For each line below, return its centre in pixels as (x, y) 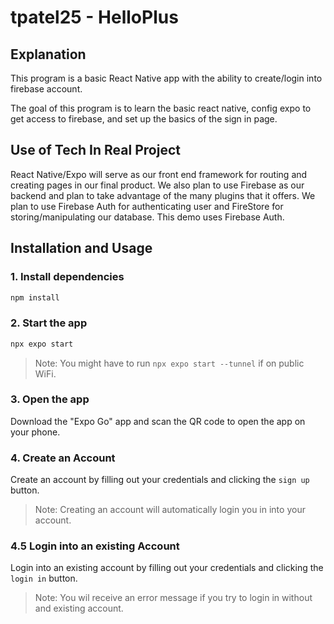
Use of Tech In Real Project (95, 150)
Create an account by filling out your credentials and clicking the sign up (160, 480)
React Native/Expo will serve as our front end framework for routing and (159, 174)
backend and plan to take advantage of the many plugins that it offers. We (163, 195)
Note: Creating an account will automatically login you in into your (170, 510)
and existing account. (79, 608)
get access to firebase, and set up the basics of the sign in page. (144, 119)
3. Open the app (50, 399)
